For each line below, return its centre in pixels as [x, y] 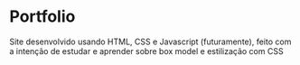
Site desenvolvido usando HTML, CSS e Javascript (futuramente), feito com [150, 42]
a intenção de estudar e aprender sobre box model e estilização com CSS [146, 51]
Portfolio [42, 17]
